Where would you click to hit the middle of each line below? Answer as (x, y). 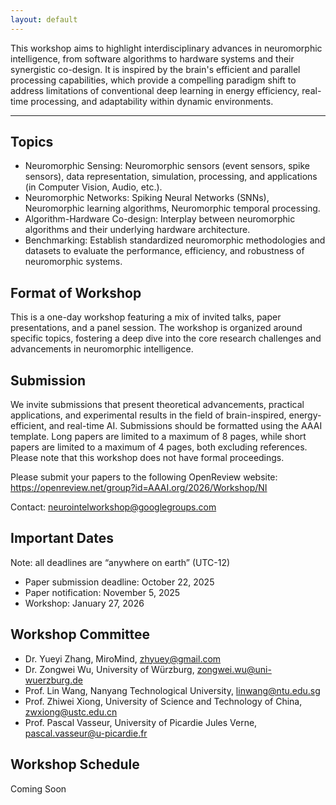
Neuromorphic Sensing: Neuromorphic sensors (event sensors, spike (167, 166)
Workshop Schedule (75, 764)
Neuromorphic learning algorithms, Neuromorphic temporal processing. (172, 208)
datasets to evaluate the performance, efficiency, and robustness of (164, 251)
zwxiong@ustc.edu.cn (71, 712)
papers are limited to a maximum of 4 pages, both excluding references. (159, 447)
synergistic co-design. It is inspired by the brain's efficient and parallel (155, 69)
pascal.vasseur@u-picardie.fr (86, 733)
